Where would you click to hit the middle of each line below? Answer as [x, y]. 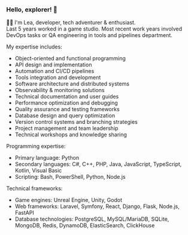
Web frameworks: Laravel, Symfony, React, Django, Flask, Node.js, [97, 206]
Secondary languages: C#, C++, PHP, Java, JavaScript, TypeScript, [98, 164]
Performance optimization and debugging [66, 103]
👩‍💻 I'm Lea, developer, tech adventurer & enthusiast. [71, 23]
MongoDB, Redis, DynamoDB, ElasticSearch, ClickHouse [85, 225]
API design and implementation [53, 65]
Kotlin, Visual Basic [38, 170]
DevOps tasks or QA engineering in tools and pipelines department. [89, 35]
